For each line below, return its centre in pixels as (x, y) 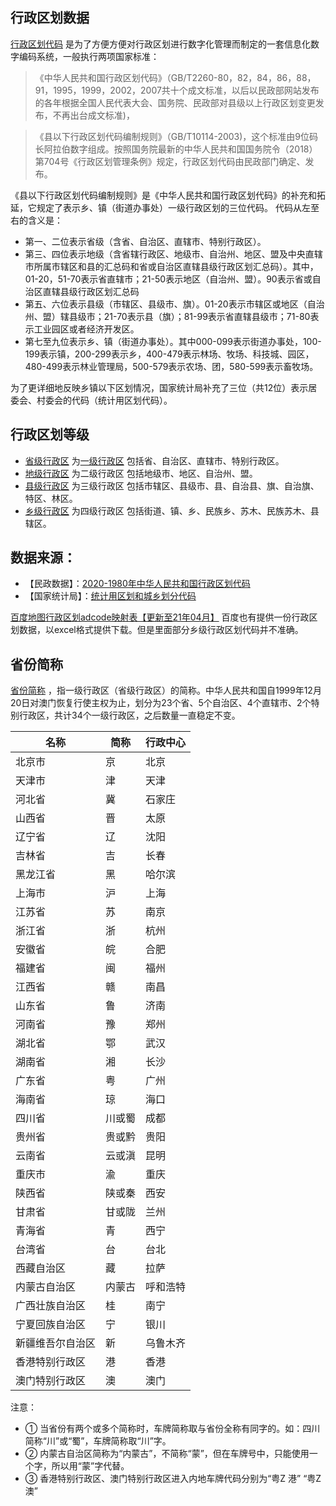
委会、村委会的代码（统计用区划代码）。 (91, 400)
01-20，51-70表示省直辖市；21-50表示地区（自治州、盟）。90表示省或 (168, 279)
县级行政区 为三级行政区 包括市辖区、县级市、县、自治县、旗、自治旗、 (172, 485)
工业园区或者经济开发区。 (86, 329)
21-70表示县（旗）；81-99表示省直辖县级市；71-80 (207, 316)
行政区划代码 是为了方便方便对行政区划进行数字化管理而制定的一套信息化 (160, 44)
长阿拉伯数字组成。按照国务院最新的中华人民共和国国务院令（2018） (176, 149)
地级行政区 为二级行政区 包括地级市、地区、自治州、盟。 (141, 473)
